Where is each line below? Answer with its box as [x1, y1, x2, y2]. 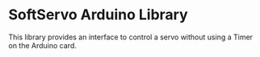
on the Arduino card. [8, 40, 77, 50]
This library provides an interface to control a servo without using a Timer [8, 32, 253, 42]
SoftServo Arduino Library [8, 6, 188, 24]
